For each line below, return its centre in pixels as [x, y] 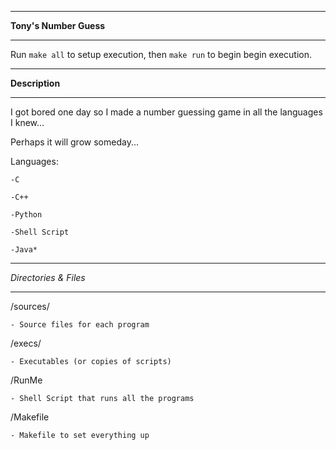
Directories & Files [48, 277]
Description [35, 83]
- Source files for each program [80, 325]
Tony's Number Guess [58, 25]
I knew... [27, 122]
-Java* [24, 250]
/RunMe [26, 380]
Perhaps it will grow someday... [74, 142]
